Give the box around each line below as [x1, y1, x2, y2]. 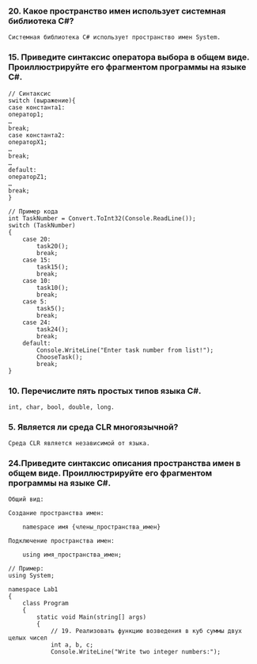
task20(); [36, 242, 69, 250]
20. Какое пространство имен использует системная [8, 6, 226, 17]
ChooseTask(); [36, 353, 83, 361]
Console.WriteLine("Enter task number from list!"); [36, 346, 214, 354]
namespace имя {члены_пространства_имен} [22, 523, 161, 532]
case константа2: [8, 131, 66, 139]
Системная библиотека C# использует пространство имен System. [8, 33, 221, 41]
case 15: [22, 256, 51, 264]
